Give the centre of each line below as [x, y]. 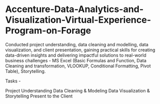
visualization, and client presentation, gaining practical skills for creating [80, 50]
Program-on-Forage [48, 31]
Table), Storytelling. [25, 71]
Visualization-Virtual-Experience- [78, 20]
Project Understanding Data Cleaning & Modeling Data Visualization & [77, 90]
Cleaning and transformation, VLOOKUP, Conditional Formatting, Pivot [78, 66]
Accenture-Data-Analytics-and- [74, 9]
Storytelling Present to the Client [39, 96]
